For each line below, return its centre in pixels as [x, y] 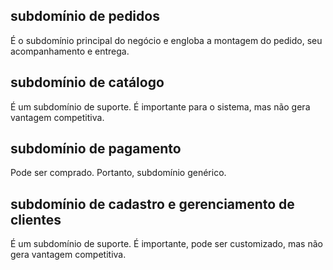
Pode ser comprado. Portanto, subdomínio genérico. [118, 173]
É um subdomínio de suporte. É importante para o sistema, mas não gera [160, 106]
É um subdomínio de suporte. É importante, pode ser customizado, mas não [166, 244]
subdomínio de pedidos [85, 16]
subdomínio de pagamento [96, 149]
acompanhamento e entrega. [70, 51]
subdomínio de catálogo [87, 82]
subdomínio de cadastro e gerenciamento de [152, 204]
